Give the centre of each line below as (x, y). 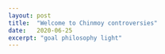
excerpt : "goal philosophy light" (65, 38)
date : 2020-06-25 (40, 30)
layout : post (30, 15)
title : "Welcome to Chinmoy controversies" (83, 23)
